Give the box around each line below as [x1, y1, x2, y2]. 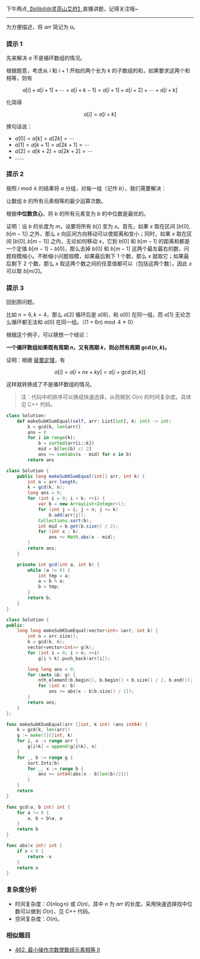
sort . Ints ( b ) [27, 760, 60, 766]
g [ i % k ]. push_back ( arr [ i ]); [37, 655, 111, 662]
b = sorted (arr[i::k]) [37, 440, 95, 446]
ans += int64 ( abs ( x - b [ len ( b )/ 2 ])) [37, 771, 129, 777]
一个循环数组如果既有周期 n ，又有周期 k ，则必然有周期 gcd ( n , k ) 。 [6, 343, 170, 350]
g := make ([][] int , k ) [17, 733, 73, 738]
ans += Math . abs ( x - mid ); [48, 534, 116, 541]
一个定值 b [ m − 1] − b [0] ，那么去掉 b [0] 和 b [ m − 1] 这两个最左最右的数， [6, 245, 185, 252]
